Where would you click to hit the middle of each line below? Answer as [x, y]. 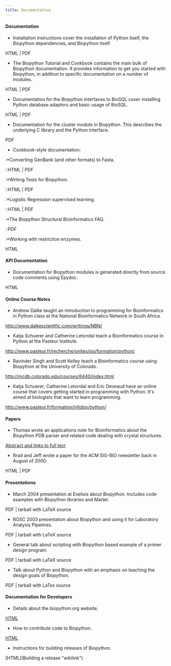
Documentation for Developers [39, 597]
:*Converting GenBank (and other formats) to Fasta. [60, 160]
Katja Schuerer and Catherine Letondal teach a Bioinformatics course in [88, 336]
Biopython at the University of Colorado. [55, 367]
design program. [30, 550]
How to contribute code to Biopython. [52, 628]
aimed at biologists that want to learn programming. [67, 397]
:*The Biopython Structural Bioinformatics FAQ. [55, 219]
